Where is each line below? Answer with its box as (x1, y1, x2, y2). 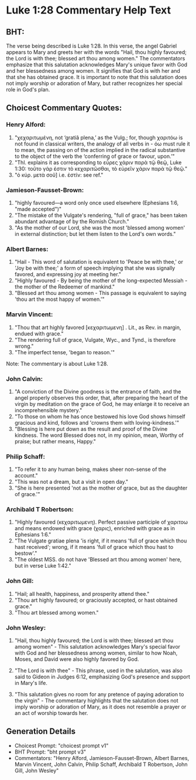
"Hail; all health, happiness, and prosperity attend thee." (14, 590, 150, 597)
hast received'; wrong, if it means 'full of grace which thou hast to (14, 544, 174, 551)
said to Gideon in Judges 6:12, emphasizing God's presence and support (14, 673, 190, 680)
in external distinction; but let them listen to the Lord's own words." (14, 230, 176, 238)
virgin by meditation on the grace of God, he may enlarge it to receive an (14, 400, 190, 408)
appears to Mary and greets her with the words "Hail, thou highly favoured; (6, 49, 187, 56)
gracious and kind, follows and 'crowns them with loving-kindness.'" (14, 419, 180, 426)
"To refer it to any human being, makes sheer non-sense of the (14, 466, 167, 473)
